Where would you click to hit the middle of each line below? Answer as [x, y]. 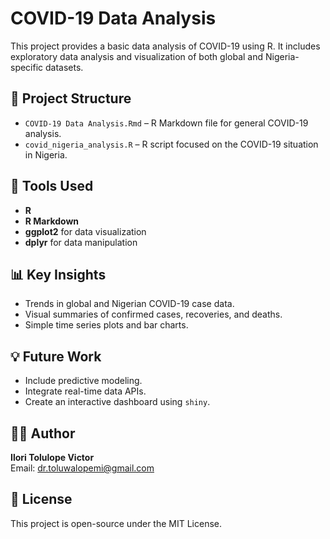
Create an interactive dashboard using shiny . [117, 402]
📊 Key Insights [58, 274]
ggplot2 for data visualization [85, 231]
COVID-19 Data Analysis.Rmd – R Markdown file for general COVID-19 [166, 123]
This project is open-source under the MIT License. [116, 523]
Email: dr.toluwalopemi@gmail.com [82, 468]
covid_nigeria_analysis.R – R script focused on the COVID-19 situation [171, 144]
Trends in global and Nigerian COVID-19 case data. [129, 304]
